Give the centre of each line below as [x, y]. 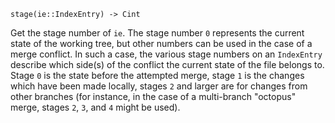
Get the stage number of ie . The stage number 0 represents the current [157, 33]
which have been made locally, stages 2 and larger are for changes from [159, 86]
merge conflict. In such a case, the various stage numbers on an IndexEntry [166, 54]
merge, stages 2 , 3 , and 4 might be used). [95, 107]
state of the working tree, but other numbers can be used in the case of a [161, 43]
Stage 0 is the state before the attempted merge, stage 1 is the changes [157, 75]
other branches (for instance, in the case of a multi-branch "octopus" [153, 96]
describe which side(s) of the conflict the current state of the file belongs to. [167, 64]
